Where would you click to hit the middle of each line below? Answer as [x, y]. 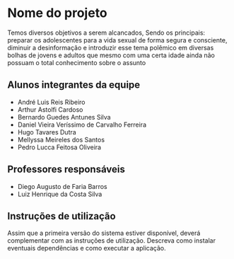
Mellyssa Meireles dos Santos [61, 139]
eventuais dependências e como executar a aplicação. [87, 248]
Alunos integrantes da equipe [74, 85]
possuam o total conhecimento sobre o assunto [77, 62]
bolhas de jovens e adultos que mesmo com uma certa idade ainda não [111, 55]
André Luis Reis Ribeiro [51, 102]
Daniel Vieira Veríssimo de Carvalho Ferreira [82, 125]
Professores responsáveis [66, 169]
